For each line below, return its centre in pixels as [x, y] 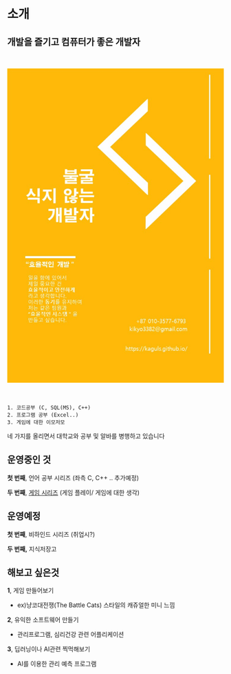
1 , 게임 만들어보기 [31, 591]
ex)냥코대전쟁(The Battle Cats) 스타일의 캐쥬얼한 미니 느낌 [96, 605]
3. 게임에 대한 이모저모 [36, 422]
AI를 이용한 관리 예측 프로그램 [57, 664]
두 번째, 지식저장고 [32, 548]
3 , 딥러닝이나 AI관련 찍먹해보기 [49, 649]
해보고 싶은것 [33, 572]
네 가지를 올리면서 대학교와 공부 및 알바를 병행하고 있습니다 [86, 436]
